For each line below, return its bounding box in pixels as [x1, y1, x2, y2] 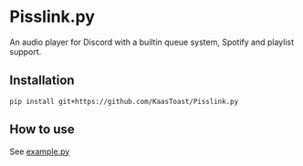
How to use [9, 121, 75, 138]
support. [9, 46, 42, 57]
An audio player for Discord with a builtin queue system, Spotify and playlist [9, 36, 295, 47]
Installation [9, 73, 75, 88]
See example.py [9, 146, 70, 157]
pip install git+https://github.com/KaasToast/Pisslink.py [9, 97, 239, 106]
